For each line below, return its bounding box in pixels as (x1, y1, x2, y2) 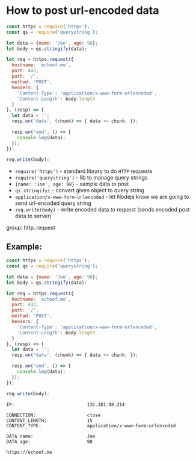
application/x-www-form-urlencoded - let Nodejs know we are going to (14, 193, 189, 201)
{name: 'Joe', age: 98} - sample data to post (14, 180, 129, 187)
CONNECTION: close (6, 412, 101, 418)
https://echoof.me (6, 449, 52, 455)
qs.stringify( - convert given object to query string (14, 187, 145, 194)
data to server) (14, 212, 52, 220)
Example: (6, 242, 42, 252)
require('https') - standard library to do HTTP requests (14, 168, 153, 175)
